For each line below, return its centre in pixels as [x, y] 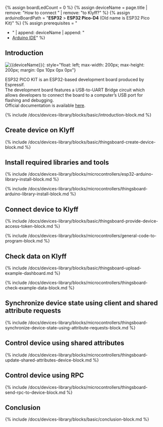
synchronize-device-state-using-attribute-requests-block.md [67, 327]
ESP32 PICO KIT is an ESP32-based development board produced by [75, 79]
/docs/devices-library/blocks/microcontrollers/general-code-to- [92, 236]
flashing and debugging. [29, 100]
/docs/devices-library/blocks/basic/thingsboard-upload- [85, 268]
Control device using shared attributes [65, 343]
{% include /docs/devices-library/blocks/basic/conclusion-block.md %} [77, 419]
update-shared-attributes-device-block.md [48, 360]
